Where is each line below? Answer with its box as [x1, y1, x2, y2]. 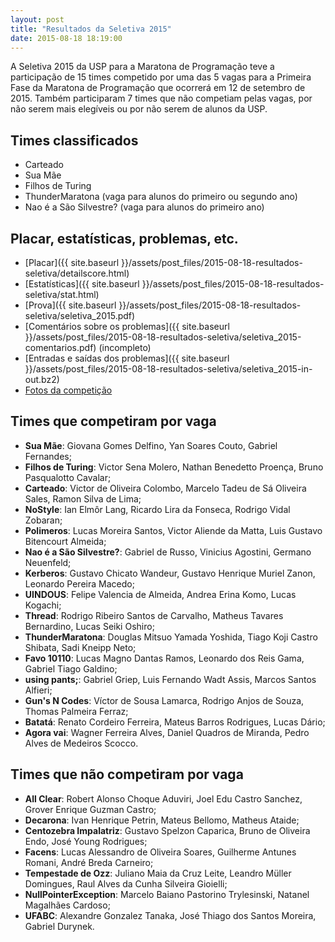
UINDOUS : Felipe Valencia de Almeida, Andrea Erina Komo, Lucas [24, 588, 297, 600]
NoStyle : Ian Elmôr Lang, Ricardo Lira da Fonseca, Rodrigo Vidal [24, 503, 291, 515]
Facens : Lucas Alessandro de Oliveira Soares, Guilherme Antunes [24, 846, 297, 858]
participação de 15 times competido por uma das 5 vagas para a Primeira [10, 71, 312, 83]
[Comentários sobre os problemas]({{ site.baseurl [24, 321, 230, 332]
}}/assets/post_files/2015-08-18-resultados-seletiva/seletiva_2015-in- [24, 363, 313, 375]
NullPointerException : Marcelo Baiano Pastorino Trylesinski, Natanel [24, 888, 310, 900]
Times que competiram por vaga [10, 413, 217, 430]
